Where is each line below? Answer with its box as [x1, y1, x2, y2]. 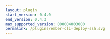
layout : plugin [5, 7, 38, 13]
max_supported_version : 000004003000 [5, 21, 85, 27]
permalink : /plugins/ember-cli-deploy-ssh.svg [5, 26, 105, 31]
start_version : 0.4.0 [5, 12, 51, 17]
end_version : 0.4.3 [5, 17, 47, 22]
